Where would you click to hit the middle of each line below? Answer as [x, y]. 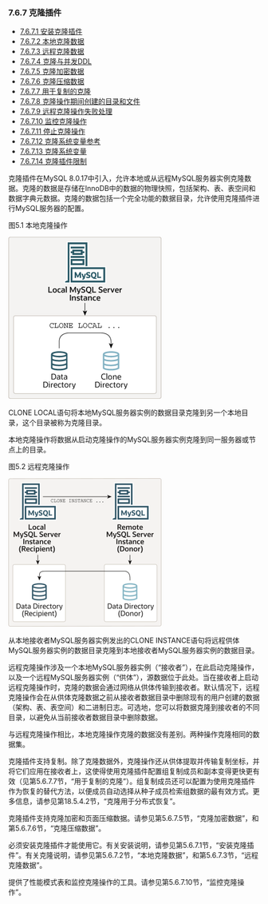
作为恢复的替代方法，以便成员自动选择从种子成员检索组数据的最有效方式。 [130, 791]
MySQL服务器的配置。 [52, 209]
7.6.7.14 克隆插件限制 [53, 161]
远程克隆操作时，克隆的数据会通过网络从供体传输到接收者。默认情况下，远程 [134, 687]
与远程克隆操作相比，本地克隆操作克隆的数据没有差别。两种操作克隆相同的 [130, 735]
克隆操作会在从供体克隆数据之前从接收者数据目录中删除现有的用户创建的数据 [134, 698]
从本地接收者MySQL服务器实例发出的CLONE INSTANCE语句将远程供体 [124, 640]
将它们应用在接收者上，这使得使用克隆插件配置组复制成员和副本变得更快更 [130, 771]
